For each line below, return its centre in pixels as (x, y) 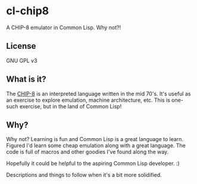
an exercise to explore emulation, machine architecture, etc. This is (88, 100)
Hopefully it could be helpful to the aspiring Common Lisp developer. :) (93, 163)
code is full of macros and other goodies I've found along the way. (87, 152)
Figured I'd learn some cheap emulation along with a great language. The (96, 146)
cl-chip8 (28, 11)
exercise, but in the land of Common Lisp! (71, 106)
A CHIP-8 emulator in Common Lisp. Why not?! (64, 27)
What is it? (26, 79)
